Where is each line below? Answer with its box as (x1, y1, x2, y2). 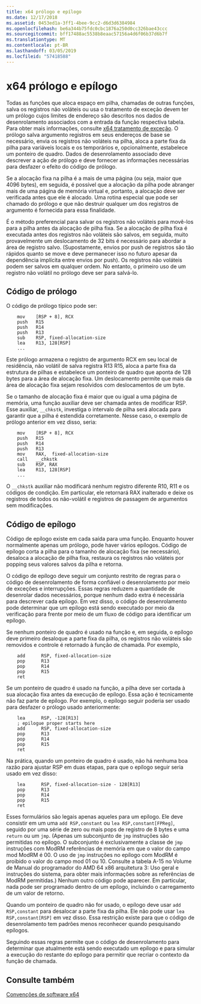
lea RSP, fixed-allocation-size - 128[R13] (17, 781, 141, 788)
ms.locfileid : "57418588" (6, 53, 71, 59)
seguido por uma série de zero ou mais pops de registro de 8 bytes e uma (6, 826, 189, 833)
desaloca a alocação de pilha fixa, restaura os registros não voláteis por (6, 555, 184, 562)
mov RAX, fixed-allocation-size (17, 451, 109, 457)
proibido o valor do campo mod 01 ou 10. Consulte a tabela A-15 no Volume (6, 858, 192, 865)
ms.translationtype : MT (6, 37, 66, 43)
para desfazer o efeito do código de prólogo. (6, 163, 117, 170)
